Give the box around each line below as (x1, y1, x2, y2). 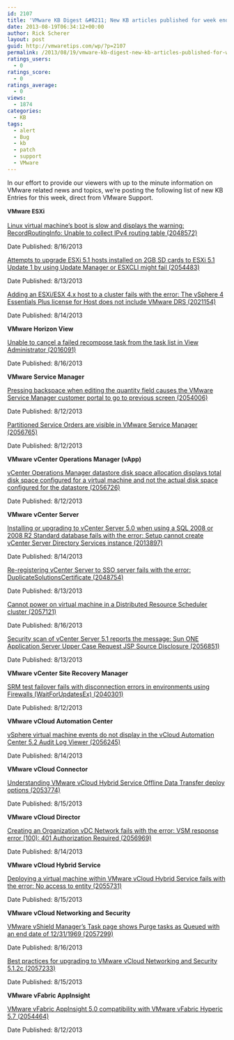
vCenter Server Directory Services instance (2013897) (7, 538, 163, 547)
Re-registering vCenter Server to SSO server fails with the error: (7, 566, 192, 574)
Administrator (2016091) (7, 345, 77, 354)
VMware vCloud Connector (7, 764, 88, 773)
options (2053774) (7, 785, 61, 794)
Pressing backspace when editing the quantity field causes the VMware (7, 386, 214, 394)
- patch (13, 146, 36, 153)
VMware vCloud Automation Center (7, 716, 114, 725)
